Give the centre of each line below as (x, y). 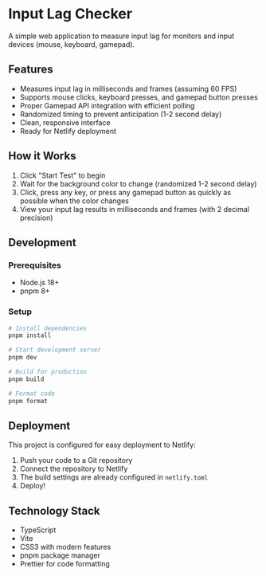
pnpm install (30, 335)
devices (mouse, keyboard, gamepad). (72, 44)
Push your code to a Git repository (76, 460)
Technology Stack (54, 511)
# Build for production (48, 372)
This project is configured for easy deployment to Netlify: (102, 445)
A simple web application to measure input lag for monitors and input (121, 36)
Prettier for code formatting (65, 564)
